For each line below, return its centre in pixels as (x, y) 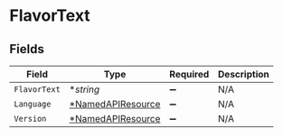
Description (244, 74)
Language (33, 104)
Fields (27, 49)
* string (85, 89)
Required (189, 74)
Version (30, 119)
